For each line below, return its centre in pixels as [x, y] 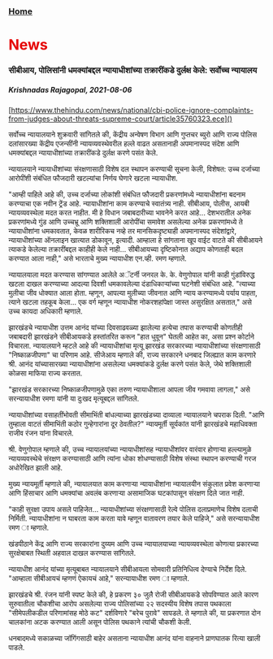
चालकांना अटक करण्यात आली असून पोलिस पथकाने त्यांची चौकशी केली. [100, 622]
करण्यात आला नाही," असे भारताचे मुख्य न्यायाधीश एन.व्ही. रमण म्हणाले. [97, 258]
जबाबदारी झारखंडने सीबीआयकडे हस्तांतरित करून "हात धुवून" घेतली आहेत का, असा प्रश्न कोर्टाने [131, 336]
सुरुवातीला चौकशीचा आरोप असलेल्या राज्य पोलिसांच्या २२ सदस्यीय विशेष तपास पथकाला [120, 604]
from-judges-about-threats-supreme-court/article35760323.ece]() [121, 119]
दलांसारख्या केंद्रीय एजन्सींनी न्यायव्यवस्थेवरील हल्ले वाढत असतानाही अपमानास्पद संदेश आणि [124, 143]
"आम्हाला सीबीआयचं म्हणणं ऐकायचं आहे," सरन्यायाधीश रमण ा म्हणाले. [99, 578]
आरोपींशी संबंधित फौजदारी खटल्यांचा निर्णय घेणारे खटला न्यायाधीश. [93, 178]
